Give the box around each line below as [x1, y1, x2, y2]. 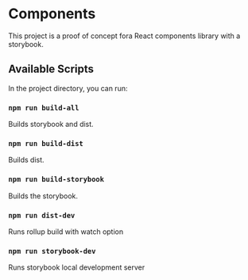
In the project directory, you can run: [8, 83, 128, 93]
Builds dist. [8, 155, 45, 165]
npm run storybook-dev [8, 247, 96, 255]
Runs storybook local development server [8, 263, 145, 272]
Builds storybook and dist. [8, 120, 94, 129]
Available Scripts [8, 63, 94, 76]
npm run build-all [8, 103, 79, 112]
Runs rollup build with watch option [8, 227, 124, 236]
